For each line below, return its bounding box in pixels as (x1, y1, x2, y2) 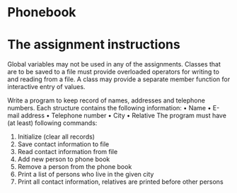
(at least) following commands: (7, 119, 98, 127)
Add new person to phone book (17, 155, 110, 163)
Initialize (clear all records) (17, 132, 96, 141)
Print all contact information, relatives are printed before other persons (17, 177, 224, 186)
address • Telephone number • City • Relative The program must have (21, 111, 226, 120)
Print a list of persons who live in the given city (17, 170, 154, 179)
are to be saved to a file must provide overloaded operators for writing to (7, 68, 219, 76)
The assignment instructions (7, 37, 180, 53)
